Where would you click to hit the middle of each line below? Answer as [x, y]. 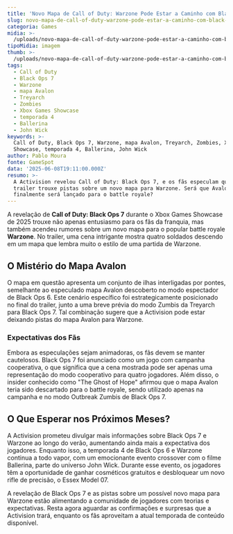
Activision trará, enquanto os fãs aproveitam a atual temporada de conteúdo [116, 516]
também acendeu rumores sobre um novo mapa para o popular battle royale [116, 229]
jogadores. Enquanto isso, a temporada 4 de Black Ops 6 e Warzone [105, 451]
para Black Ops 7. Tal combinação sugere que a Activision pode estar [106, 312]
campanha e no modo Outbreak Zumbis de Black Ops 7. [87, 397]
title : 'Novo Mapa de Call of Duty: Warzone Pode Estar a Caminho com [111, 14]
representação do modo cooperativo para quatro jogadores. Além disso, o [113, 375]
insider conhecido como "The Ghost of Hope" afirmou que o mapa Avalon [113, 382]
